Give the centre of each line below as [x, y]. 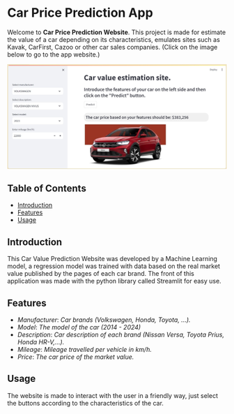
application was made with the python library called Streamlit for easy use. [114, 281]
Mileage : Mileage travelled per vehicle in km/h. [84, 350]
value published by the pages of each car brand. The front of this [101, 274]
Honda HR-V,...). [41, 342]
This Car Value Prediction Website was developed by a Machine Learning [112, 259]
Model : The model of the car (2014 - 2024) [79, 327]
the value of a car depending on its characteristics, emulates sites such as [114, 39]
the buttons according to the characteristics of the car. [85, 403]
